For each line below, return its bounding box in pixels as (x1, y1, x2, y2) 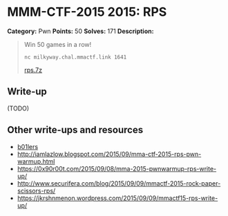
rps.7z (23, 66, 43, 74)
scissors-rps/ (17, 186, 56, 195)
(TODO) (7, 104, 30, 112)
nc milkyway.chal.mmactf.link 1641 (23, 53, 127, 61)
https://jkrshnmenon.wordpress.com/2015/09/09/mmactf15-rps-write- (17, 194, 218, 202)
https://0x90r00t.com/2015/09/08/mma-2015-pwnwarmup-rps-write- (17, 164, 217, 173)
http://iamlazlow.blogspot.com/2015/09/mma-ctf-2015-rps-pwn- (17, 150, 202, 158)
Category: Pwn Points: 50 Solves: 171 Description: (7, 27, 154, 35)
